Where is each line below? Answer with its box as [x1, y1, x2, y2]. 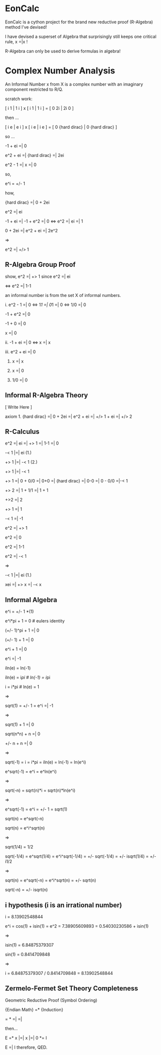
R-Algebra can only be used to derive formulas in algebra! [5, 48, 121, 54]
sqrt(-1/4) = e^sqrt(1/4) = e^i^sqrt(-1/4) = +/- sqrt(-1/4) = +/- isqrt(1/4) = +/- [5, 853, 157, 859]
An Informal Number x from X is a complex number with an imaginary [5, 81, 143, 87]
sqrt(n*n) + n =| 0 [5, 731, 40, 737]
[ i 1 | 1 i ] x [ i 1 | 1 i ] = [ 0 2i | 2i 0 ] [5, 105, 74, 111]
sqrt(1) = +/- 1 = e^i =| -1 [5, 703, 53, 709]
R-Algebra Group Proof [5, 260, 76, 269]
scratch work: [5, 96, 32, 102]
